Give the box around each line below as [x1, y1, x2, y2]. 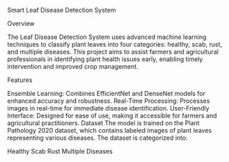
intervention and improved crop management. [7, 63, 139, 70]
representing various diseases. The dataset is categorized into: [7, 133, 188, 142]
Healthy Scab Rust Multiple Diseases [7, 147, 113, 155]
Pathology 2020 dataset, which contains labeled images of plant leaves [7, 127, 212, 134]
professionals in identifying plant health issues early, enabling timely [7, 55, 203, 63]
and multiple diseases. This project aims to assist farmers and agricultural [7, 48, 219, 56]
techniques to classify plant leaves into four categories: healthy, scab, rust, [7, 40, 223, 48]
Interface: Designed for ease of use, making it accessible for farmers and [7, 111, 217, 120]
